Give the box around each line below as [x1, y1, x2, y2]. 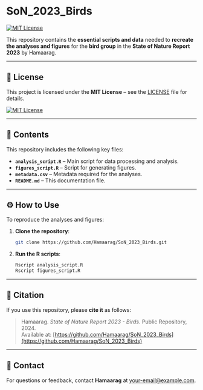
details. [6, 94, 25, 102]
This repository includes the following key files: [6, 145, 124, 153]
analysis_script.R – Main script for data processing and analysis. [14, 157, 179, 165]
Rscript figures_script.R [14, 268, 80, 274]
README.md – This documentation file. [14, 177, 106, 184]
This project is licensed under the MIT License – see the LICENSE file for [6, 88, 187, 95]
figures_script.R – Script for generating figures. [14, 164, 137, 171]
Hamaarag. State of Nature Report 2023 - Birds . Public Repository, [21, 318, 187, 325]
